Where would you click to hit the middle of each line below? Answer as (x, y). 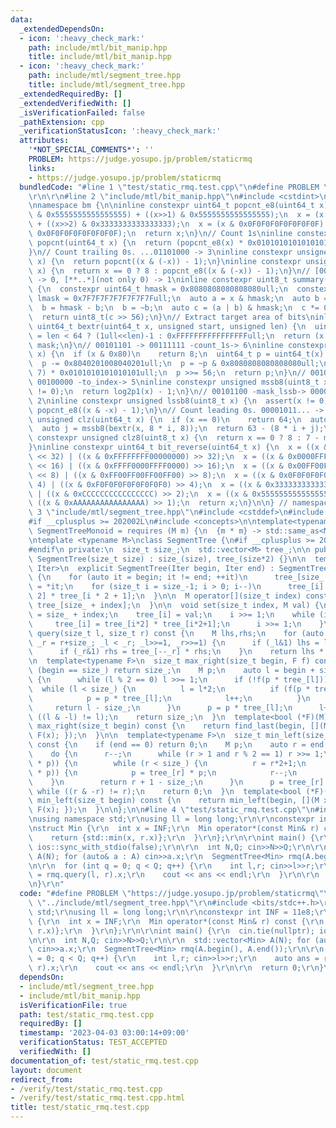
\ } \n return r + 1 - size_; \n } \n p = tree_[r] (176, 782)
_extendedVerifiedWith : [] (75, 103)
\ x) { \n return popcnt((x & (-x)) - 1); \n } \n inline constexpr (165, 261)
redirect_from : (42, 1079)
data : (21, 19)
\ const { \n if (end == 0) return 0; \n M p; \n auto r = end (176, 745)
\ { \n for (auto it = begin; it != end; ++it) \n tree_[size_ (176, 577)
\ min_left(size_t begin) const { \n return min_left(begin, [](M (174, 801)
